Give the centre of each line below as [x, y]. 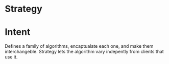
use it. [11, 57]
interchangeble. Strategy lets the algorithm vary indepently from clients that [84, 52]
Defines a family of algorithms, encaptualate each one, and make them [79, 46]
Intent [18, 32]
